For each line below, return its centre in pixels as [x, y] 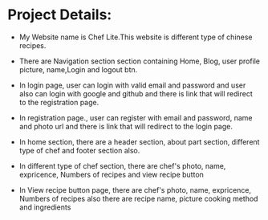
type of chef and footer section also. [79, 150]
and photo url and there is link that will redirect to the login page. [126, 126]
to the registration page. [59, 102]
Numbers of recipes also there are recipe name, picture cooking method [138, 198]
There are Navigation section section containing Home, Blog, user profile [140, 61]
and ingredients [45, 207]
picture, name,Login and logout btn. [78, 69]
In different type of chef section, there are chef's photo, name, [122, 165]
